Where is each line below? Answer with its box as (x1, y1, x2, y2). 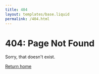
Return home (5, 64, 32, 70)
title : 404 (5, 7, 28, 12)
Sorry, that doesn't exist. (5, 54, 55, 60)
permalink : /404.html (5, 16, 50, 21)
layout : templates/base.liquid (5, 12, 70, 17)
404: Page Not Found (5, 37, 95, 49)
